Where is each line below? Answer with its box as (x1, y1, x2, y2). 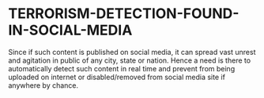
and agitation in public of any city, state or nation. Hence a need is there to (8, 56, 251, 65)
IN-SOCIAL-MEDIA (8, 21, 133, 39)
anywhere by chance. (8, 80, 79, 90)
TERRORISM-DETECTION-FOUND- (8, 5, 239, 23)
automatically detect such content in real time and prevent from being (8, 64, 236, 73)
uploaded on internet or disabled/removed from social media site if (8, 72, 225, 82)
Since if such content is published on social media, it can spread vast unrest (8, 47, 256, 56)
